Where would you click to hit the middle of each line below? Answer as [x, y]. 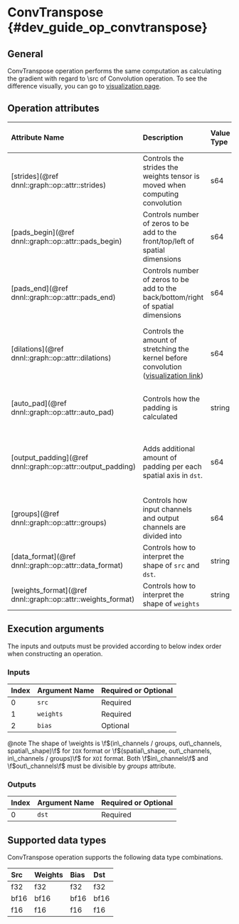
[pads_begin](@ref [43, 232]
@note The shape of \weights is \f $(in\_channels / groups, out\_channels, [115, 743]
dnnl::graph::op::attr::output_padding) [74, 466]
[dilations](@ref [37, 348]
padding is [160, 408]
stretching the [166, 348]
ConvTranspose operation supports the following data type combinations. [115, 857]
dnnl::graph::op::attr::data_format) [67, 565]
